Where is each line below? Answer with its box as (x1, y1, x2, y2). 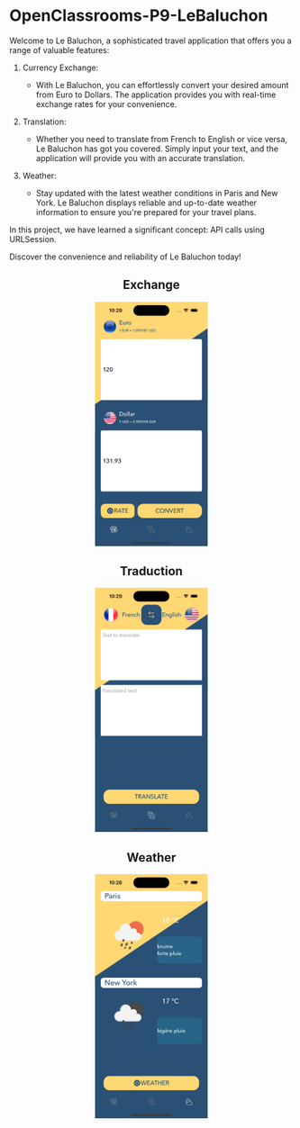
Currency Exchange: (22, 62, 99, 73)
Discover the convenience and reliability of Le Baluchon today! (9, 251, 241, 262)
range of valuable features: (9, 44, 110, 55)
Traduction (120, 564, 183, 579)
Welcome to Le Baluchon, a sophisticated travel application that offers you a (9, 35, 292, 46)
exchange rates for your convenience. (35, 98, 177, 109)
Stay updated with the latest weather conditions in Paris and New (35, 187, 278, 198)
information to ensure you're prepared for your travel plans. (35, 206, 257, 217)
